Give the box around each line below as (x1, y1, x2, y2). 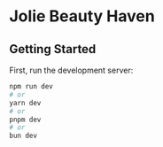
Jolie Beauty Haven (9, 6, 155, 27)
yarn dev (9, 98, 42, 107)
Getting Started (9, 42, 97, 57)
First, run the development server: (9, 65, 134, 75)
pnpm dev (9, 115, 42, 124)
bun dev (9, 131, 38, 141)
